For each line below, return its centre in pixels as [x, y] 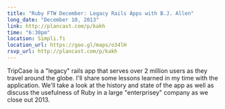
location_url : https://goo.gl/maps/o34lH [67, 45]
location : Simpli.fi [37, 39]
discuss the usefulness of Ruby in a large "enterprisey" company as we [108, 92]
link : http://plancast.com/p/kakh [56, 26]
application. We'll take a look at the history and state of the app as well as [110, 85]
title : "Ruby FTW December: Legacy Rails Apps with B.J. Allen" [101, 13]
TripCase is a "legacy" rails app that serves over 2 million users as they [107, 71]
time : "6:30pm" [29, 32]
